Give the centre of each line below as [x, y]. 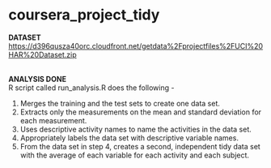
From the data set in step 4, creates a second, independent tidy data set [140, 146]
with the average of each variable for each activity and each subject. [134, 155]
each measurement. [53, 120]
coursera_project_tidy [84, 15]
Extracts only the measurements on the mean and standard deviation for [140, 112]
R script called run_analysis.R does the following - [91, 88]
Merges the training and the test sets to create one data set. [120, 103]
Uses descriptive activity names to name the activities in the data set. [136, 129]
